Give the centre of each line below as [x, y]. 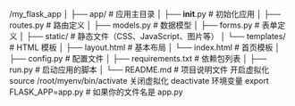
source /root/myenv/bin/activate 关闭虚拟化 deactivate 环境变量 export [139, 81]
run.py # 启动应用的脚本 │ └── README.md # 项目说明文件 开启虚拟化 [139, 69]
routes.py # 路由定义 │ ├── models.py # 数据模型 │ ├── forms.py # [135, 25]
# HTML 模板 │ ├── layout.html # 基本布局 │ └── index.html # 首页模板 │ [145, 47]
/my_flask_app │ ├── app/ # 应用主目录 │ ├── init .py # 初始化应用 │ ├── [145, 14]
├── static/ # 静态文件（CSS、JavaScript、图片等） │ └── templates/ [156, 36]
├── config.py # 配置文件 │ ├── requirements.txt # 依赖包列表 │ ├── [138, 58]
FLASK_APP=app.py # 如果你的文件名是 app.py [96, 92]
